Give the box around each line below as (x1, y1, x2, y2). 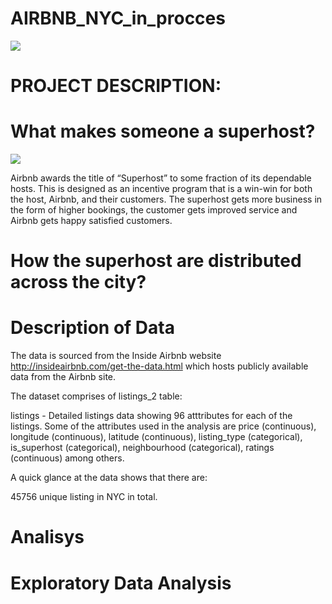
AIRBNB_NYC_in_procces (10, 7, 226, 30)
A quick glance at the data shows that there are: (10, 472, 208, 484)
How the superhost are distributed (10, 250, 302, 272)
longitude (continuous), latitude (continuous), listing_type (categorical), (10, 431, 303, 443)
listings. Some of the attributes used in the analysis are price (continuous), (10, 420, 317, 432)
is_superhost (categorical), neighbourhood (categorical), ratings (10, 442, 275, 454)
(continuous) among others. (10, 452, 125, 464)
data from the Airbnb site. (10, 371, 117, 383)
